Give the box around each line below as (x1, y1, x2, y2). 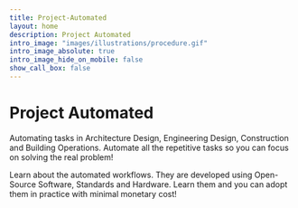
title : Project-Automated (9, 13, 107, 23)
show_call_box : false (9, 64, 91, 73)
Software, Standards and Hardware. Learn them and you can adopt (37, 178, 288, 190)
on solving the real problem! (9, 151, 114, 163)
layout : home (9, 22, 59, 31)
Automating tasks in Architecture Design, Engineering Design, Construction (9, 132, 289, 143)
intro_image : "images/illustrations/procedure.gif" (9, 38, 208, 48)
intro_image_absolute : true (9, 47, 116, 56)
